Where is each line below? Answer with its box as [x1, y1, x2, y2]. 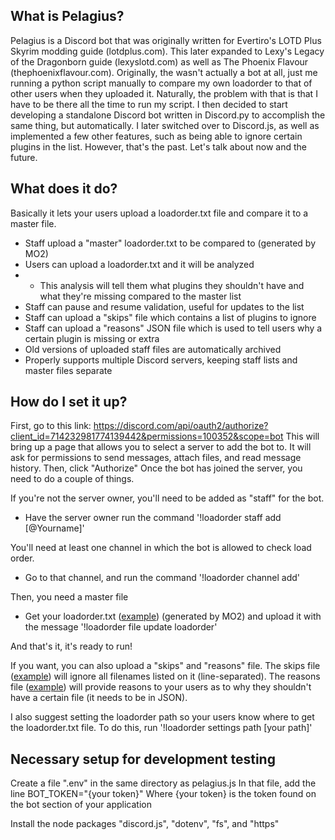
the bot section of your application [10, 799, 152, 811]
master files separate [24, 364, 113, 376]
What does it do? [10, 180, 118, 198]
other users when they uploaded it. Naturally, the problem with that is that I [10, 87, 318, 99]
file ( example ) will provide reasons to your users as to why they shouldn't [10, 681, 312, 693]
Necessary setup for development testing [10, 750, 276, 768]
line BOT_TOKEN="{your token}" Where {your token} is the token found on [10, 788, 317, 800]
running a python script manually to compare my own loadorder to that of [10, 77, 313, 89]
